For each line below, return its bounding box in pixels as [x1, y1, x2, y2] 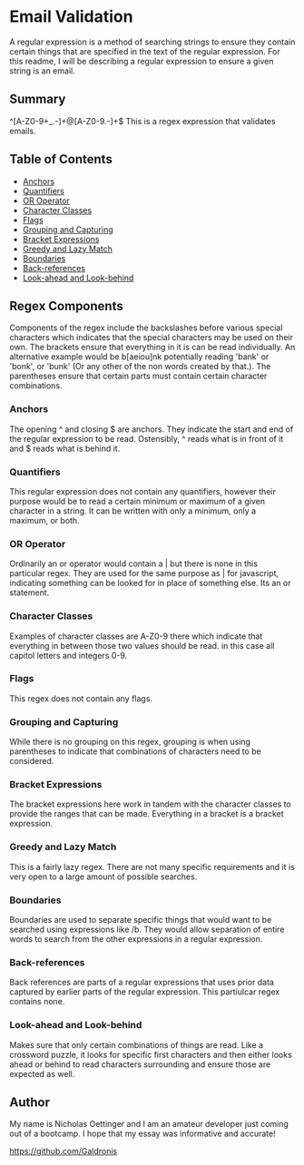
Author [9, 1095, 50, 1111]
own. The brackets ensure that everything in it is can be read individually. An [9, 342, 296, 353]
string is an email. [9, 65, 75, 76]
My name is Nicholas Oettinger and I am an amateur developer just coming [9, 1119, 289, 1130]
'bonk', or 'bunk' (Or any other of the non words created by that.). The [9, 361, 271, 372]
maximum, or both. [9, 514, 80, 525]
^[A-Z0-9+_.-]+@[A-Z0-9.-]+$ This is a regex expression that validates [9, 115, 276, 126]
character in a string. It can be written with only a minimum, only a [9, 505, 257, 516]
